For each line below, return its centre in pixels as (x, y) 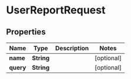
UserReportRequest (56, 10)
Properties (26, 32)
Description (72, 48)
